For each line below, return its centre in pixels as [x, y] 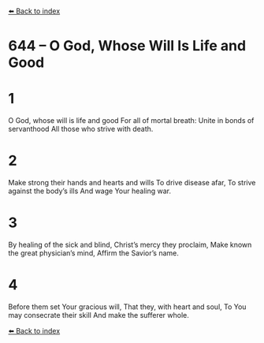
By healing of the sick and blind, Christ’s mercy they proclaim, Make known [130, 244]
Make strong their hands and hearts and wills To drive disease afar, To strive [132, 183]
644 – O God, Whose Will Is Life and [127, 46]
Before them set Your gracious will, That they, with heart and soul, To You [127, 307]
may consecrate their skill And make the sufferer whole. [99, 315]
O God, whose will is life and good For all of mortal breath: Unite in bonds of [131, 121]
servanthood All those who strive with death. [81, 129]
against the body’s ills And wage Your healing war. [90, 191]
